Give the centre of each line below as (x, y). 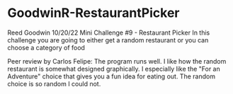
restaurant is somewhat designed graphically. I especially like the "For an (114, 69)
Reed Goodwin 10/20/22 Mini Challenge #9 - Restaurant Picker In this (109, 33)
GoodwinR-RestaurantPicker (93, 13)
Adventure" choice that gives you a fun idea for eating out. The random (112, 76)
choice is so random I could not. (54, 83)
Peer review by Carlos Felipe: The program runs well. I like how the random (117, 61)
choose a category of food (46, 47)
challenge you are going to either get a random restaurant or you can (108, 40)
